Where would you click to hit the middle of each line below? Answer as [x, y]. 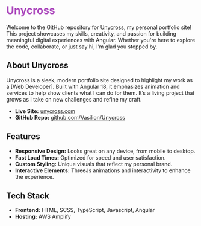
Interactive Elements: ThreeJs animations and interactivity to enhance [103, 170]
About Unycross [37, 66]
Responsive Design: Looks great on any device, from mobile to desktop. [105, 151]
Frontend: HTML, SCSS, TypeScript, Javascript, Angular [85, 210]
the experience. [34, 176]
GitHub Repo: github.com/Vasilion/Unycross [70, 117]
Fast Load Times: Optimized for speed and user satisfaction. [90, 157]
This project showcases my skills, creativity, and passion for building [91, 33]
